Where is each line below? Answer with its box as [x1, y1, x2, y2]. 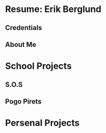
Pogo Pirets [5, 97, 42, 105]
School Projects [5, 60, 72, 72]
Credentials [5, 23, 42, 32]
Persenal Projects [5, 117, 80, 128]
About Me [5, 40, 36, 48]
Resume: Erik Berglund [5, 3, 102, 15]
